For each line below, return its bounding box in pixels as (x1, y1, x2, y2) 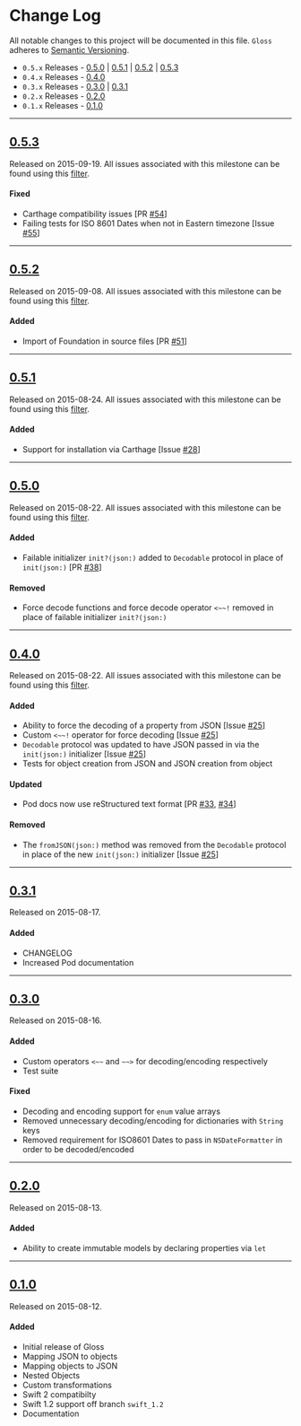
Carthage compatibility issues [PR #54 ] (21, 208, 168, 219)
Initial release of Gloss (21, 1341, 105, 1352)
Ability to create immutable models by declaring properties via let (21, 1242, 267, 1253)
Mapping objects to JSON (21, 1360, 118, 1371)
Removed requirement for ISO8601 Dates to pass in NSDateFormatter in (21, 1134, 283, 1145)
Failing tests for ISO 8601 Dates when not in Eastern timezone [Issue (21, 217, 275, 229)
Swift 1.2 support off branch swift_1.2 (21, 1398, 164, 1409)
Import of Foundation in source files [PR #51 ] (21, 336, 188, 346)
